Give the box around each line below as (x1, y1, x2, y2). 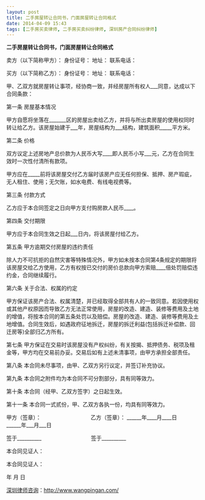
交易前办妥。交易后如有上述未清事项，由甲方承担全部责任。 (43, 349, 193, 356)
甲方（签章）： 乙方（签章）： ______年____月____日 (6, 414, 178, 421)
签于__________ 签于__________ (6, 435, 126, 442)
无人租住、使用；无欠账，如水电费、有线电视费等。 (6, 178, 135, 185)
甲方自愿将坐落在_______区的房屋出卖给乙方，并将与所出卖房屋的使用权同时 (6, 116, 195, 124)
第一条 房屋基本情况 (6, 103, 56, 111)
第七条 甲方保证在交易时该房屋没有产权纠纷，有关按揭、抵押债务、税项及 (6, 341, 190, 349)
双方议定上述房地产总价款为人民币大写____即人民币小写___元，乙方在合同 (6, 150, 189, 157)
